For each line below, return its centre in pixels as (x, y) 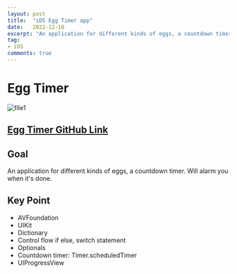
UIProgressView (41, 263)
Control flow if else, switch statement (72, 240)
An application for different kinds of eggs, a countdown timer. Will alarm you (118, 171)
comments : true (30, 54)
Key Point (29, 201)
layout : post (26, 14)
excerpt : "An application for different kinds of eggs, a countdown (110, 34)
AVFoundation (38, 218)
